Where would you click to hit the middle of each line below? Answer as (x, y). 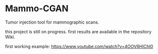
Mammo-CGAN (37, 9)
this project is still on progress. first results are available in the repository (78, 31)
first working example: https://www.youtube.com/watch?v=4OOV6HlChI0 (79, 46)
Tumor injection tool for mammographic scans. (52, 22)
